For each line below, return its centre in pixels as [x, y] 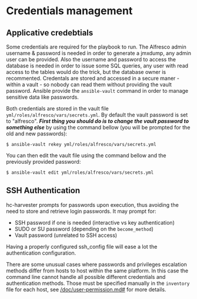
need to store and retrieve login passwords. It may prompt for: [81, 211]
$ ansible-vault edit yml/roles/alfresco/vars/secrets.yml [80, 173]
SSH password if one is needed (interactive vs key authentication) [95, 222]
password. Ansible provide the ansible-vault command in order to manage [97, 91]
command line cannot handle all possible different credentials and [86, 277]
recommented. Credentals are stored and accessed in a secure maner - [93, 78]
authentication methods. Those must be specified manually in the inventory [98, 283]
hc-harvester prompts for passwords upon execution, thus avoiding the [93, 204]
